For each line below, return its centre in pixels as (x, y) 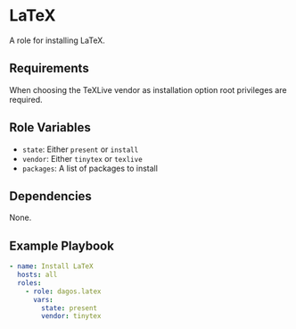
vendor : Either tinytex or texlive (82, 158)
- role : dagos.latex (63, 291)
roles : (29, 283)
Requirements (49, 68)
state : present (70, 308)
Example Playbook (62, 245)
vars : (43, 299)
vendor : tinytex (71, 316)
